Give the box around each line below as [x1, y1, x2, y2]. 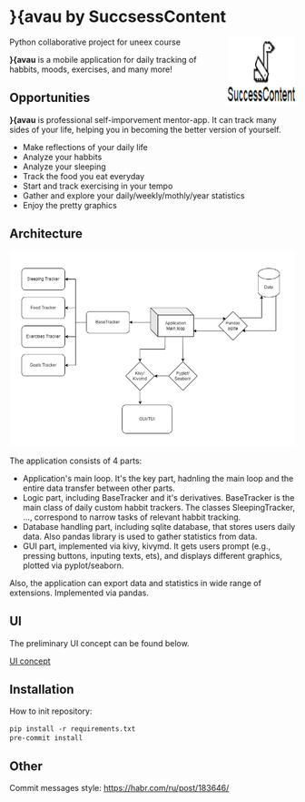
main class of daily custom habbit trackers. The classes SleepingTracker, [22, 502, 295, 513]
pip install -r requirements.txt [9, 725, 136, 734]
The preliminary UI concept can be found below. [9, 637, 190, 648]
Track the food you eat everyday [22, 170, 145, 181]
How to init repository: [9, 706, 93, 716]
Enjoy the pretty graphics [22, 199, 118, 210]
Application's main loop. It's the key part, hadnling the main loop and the [22, 472, 294, 483]
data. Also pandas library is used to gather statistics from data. [22, 531, 258, 542]
